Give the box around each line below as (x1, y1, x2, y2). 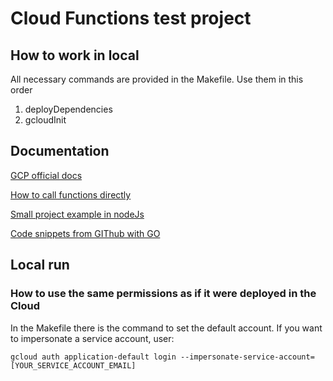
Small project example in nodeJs (10, 208, 145, 220)
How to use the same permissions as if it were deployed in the (10, 287, 317, 301)
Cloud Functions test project (10, 7, 252, 30)
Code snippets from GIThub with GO (10, 227, 161, 239)
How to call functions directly (10, 188, 132, 201)
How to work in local (10, 47, 140, 64)
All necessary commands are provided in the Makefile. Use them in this (10, 73, 304, 85)
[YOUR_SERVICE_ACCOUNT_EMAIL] (10, 360, 137, 371)
